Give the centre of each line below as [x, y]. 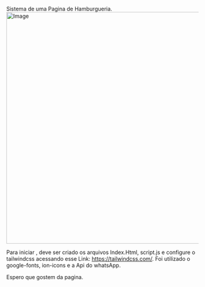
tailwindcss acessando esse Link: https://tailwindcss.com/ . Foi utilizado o [98, 259]
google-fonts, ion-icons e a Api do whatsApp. [63, 265]
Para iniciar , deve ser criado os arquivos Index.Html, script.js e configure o [101, 252]
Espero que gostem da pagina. [45, 277]
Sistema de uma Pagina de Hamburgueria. [59, 9]
